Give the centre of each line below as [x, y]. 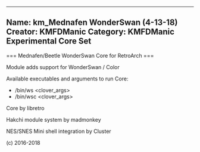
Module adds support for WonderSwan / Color [63, 67]
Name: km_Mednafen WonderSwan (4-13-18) [92, 22]
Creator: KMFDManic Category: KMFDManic [90, 32]
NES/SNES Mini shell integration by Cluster [59, 131]
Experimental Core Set [49, 41]
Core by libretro [25, 108]
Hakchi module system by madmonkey [54, 119]
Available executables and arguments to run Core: [67, 79]
